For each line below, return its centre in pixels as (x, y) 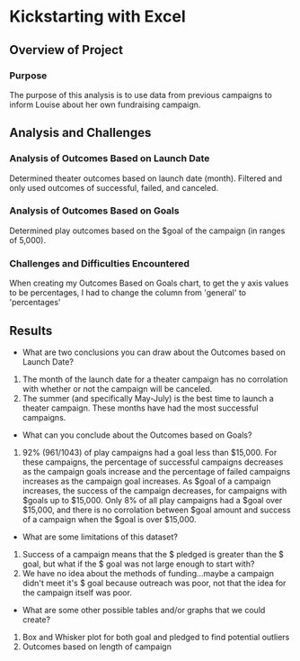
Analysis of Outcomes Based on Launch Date (110, 158)
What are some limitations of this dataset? (100, 537)
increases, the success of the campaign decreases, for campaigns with (154, 490)
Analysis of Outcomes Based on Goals (94, 211)
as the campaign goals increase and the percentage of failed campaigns (156, 471)
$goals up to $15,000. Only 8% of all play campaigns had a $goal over (152, 500)
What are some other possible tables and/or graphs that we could (144, 610)
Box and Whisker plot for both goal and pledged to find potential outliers (156, 637)
